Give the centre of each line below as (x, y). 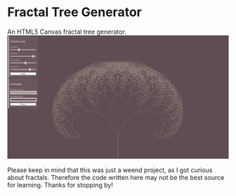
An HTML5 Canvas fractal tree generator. (67, 32)
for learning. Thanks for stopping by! (60, 185)
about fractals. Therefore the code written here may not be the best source (116, 178)
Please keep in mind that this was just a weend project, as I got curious (110, 170)
